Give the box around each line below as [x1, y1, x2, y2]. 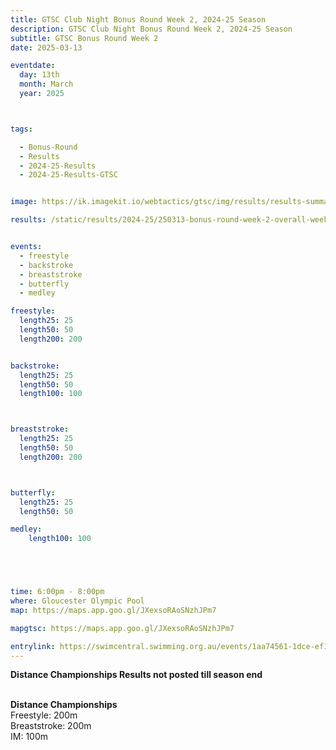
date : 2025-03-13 [10, 42, 83, 53]
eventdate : [10, 61, 56, 71]
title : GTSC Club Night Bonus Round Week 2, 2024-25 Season [10, 14, 267, 25]
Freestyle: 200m [10, 709, 78, 721]
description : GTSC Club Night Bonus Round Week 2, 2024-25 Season [10, 24, 293, 34]
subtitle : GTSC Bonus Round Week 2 [10, 33, 159, 43]
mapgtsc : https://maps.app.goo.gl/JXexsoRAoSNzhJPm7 [10, 623, 235, 633]
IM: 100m [10, 731, 48, 743]
